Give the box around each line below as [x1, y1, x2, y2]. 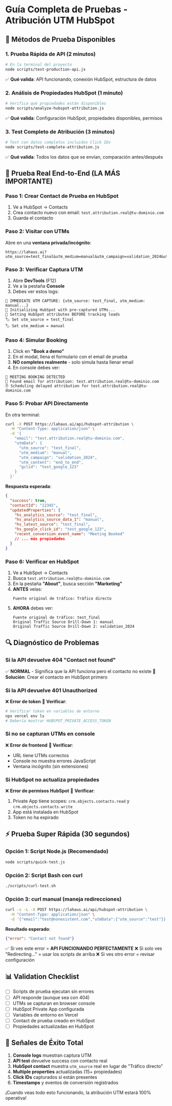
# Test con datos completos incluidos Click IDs [5, 140, 111, 145]
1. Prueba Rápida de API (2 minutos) [5, 50, 96, 58]
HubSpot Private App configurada [12, 1006, 84, 1012]
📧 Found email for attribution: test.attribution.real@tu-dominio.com [5, 379, 159, 384]
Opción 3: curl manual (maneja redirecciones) [5, 895, 122, 903]
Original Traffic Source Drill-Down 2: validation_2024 [12, 624, 135, 629]
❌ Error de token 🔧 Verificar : [5, 698, 67, 704]
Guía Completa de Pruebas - [5, 4, 128, 15]
